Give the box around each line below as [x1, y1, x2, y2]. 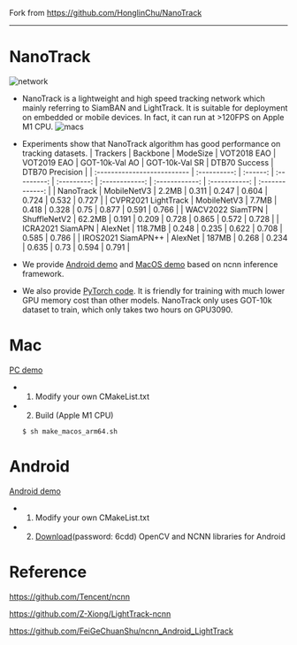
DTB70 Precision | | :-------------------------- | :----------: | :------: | [21, 166, 274, 177]
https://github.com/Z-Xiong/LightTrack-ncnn [9, 608, 171, 618]
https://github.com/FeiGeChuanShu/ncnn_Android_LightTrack [9, 626, 234, 636]
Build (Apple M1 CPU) [34, 410, 114, 420]
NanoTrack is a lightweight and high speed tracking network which [21, 93, 265, 104]
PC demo [9, 365, 43, 375]
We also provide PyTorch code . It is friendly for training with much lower [21, 285, 286, 296]
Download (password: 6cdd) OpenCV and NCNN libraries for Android [34, 531, 286, 541]
